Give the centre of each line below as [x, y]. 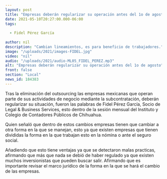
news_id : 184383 [22, 79]
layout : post [19, 10]
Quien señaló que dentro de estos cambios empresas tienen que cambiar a [82, 124]
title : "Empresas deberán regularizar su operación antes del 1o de [78, 14]
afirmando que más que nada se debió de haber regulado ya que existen [80, 155]
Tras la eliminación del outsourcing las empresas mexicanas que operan [79, 93]
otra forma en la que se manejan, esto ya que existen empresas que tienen [82, 130]
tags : [11, 24]
